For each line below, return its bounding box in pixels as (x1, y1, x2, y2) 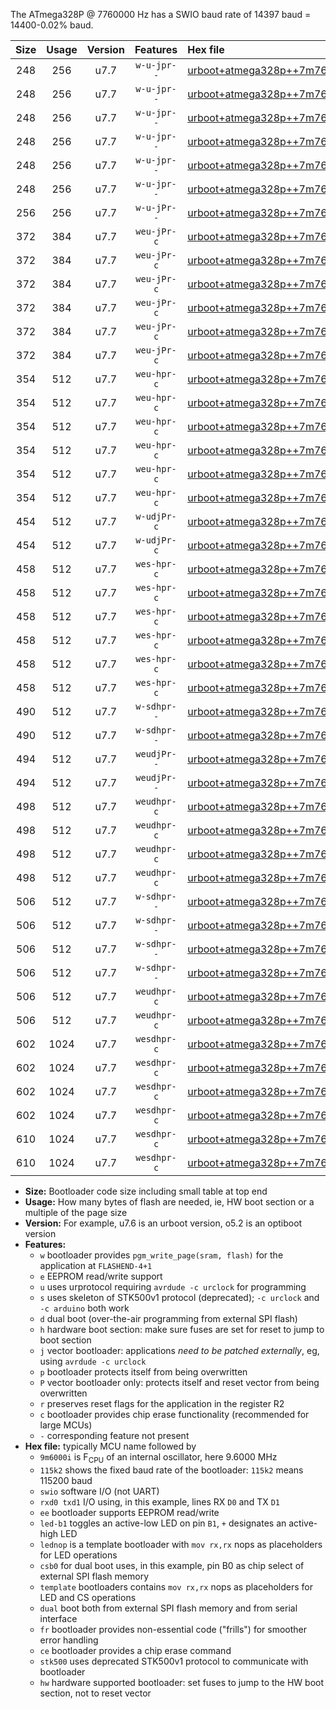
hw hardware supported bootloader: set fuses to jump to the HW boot (39, 1676, 325, 1688)
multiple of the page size (24, 1207, 128, 1218)
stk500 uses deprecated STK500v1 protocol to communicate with (39, 1655, 309, 1667)
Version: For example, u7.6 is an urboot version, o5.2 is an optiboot (24, 1217, 303, 1229)
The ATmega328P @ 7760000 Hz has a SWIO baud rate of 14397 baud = (10, 9, 312, 20)
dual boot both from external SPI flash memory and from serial (39, 1602, 298, 1614)
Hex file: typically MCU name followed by (24, 1440, 197, 1452)
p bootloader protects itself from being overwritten (39, 1366, 248, 1378)
